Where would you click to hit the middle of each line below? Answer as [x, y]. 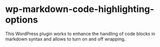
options [22, 20]
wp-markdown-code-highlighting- [80, 9]
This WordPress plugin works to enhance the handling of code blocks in [80, 33]
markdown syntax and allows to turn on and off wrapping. [65, 39]
